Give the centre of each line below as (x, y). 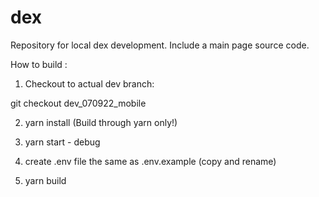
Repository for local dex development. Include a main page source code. (160, 45)
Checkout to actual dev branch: (89, 83)
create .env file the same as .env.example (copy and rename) (150, 161)
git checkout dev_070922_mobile (78, 103)
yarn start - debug (62, 142)
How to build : (39, 64)
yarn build (45, 180)
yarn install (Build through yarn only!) (101, 122)
